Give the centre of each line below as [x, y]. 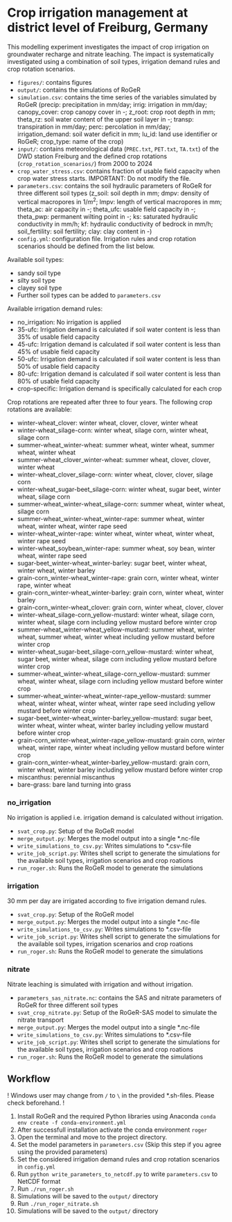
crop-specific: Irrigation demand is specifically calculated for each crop [119, 388]
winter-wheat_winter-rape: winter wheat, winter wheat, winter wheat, [116, 534]
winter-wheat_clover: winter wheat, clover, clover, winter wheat [108, 422]
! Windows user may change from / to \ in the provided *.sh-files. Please [111, 1096]
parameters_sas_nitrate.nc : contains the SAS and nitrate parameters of [119, 998]
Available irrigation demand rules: [55, 308]
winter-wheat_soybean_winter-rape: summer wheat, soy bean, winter [116, 548]
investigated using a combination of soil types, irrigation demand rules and [114, 61]
